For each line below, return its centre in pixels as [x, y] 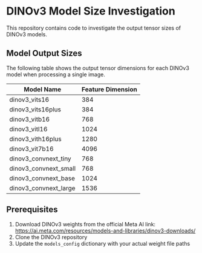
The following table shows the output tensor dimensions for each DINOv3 [98, 68]
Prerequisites [32, 210]
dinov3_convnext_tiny [40, 159]
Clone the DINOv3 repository [51, 237]
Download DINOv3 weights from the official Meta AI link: [85, 224]
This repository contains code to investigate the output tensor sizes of [94, 28]
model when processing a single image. [56, 74]
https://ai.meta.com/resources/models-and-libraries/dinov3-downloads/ [105, 231]
